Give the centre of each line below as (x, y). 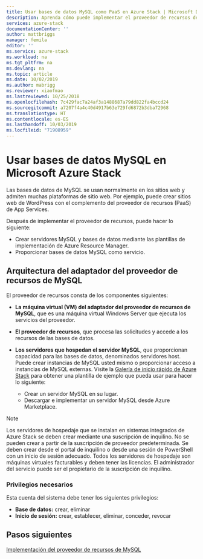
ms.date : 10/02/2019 (32, 79)
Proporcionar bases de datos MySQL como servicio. (80, 252)
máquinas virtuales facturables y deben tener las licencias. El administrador (100, 462)
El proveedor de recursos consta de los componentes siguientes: (87, 295)
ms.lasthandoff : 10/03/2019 (42, 125)
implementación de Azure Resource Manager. (72, 246)
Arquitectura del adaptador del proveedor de (92, 271)
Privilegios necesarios (40, 484)
